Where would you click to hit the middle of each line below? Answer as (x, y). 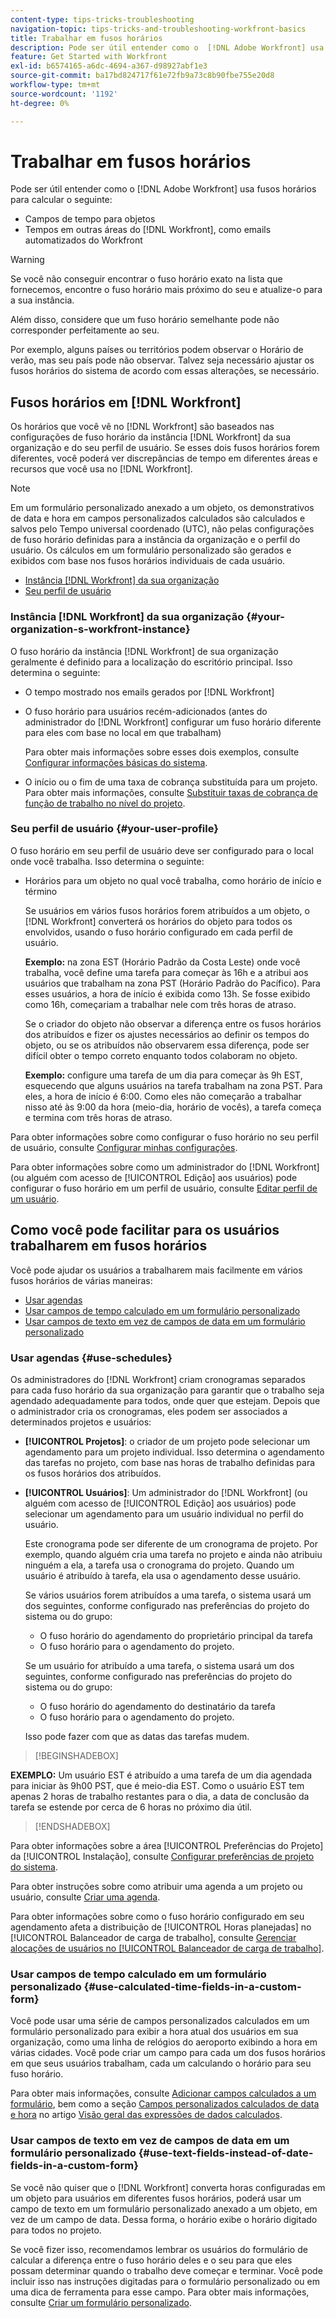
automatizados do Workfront (83, 240)
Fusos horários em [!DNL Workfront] (126, 402)
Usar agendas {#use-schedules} (91, 1358)
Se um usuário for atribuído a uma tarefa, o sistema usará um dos (159, 1665)
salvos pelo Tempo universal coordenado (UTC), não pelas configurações (162, 529)
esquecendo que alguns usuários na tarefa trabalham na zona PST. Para (173, 1085)
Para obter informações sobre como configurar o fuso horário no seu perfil (164, 1137)
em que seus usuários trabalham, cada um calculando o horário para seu (161, 2063)
